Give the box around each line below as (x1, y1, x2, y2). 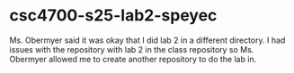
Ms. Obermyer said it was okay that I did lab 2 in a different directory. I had (9, 35, 286, 45)
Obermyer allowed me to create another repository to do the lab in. (9, 53, 257, 64)
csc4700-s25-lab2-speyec (9, 5, 218, 26)
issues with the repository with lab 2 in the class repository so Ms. (9, 44, 254, 54)
